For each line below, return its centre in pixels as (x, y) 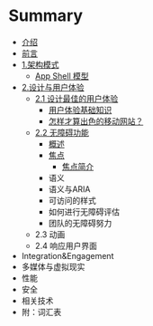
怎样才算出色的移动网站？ (96, 121)
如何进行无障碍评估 (84, 211)
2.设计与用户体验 (53, 87)
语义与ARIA (69, 189)
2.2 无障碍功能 (62, 132)
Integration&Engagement (67, 255)
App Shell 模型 (62, 76)
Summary (45, 16)
